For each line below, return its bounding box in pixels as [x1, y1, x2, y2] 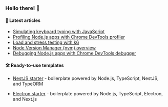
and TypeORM [12, 81, 44, 87]
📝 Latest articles [5, 17, 41, 23]
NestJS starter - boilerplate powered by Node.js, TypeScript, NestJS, [12, 75, 159, 82]
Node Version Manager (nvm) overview [12, 45, 96, 51]
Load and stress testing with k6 [12, 39, 79, 45]
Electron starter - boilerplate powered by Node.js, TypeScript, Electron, [12, 91, 163, 97]
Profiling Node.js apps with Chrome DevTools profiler [12, 34, 125, 40]
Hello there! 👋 [5, 5, 40, 12]
